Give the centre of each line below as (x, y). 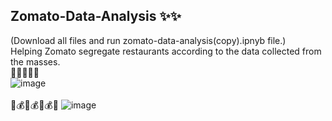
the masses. (35, 61)
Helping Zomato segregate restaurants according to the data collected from (166, 51)
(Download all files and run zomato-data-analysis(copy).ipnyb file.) (148, 40)
